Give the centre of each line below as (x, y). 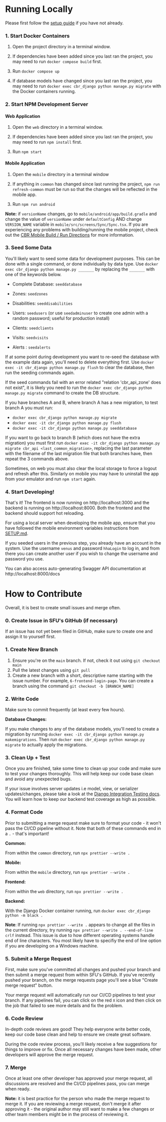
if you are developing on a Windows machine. (52, 945)
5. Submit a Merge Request (38, 958)
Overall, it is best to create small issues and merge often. (63, 608)
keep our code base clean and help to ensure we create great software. (78, 1034)
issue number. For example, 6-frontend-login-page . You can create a (83, 680)
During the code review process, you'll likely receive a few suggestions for (81, 1044)
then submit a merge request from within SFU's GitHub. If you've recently (80, 975)
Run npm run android (34, 204)
